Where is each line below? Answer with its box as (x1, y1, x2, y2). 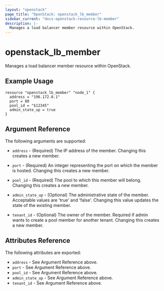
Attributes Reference (5, 236, 70, 245)
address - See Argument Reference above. (12, 259, 98, 265)
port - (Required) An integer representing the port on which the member (12, 162, 158, 168)
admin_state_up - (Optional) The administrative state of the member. (12, 192, 149, 198)
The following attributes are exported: (5, 249, 81, 256)
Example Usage (5, 77, 54, 86)
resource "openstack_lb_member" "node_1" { (5, 90, 95, 95)
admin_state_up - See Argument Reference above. (12, 275, 114, 281)
